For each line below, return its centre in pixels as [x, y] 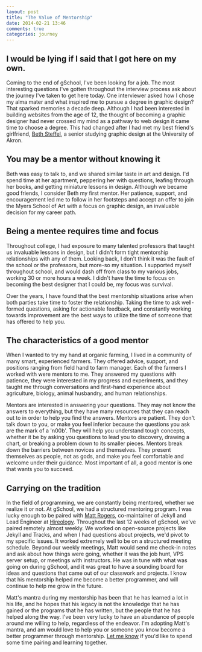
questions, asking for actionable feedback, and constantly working [109, 309]
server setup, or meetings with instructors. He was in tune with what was [97, 560]
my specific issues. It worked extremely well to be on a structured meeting [99, 541]
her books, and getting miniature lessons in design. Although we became [97, 186]
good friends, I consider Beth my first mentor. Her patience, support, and [97, 193]
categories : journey [32, 34]
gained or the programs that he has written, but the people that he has [93, 610]
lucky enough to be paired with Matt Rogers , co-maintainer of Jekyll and [96, 516]
